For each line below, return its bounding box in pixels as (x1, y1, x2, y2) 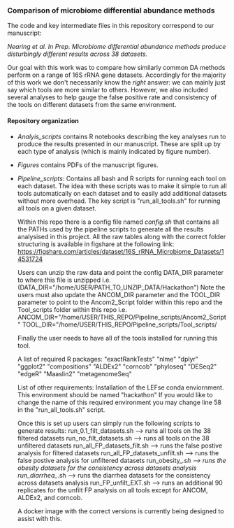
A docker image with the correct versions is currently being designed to (17, 506, 224, 515)
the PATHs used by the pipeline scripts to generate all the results (17, 224, 204, 233)
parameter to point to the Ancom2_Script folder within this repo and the (17, 298, 223, 306)
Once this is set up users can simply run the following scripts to (17, 419, 200, 427)
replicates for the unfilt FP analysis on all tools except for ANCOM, (17, 485, 208, 494)
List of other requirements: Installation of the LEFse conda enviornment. (17, 383, 224, 392)
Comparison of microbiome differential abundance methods (7, 6, 215, 15)
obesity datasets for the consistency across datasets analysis (17, 464, 197, 472)
